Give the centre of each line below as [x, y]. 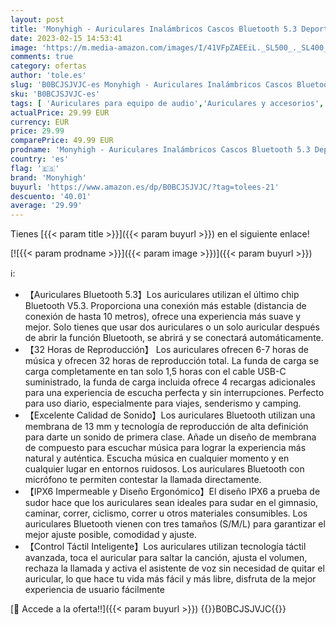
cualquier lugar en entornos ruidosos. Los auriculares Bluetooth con [164, 469]
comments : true [42, 57]
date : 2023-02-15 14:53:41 [66, 38]
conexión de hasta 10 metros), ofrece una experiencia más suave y [163, 317]
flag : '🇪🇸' [35, 168]
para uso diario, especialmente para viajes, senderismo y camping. [163, 403]
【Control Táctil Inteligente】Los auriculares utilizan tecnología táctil [165, 547]
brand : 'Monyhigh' [48, 177]
